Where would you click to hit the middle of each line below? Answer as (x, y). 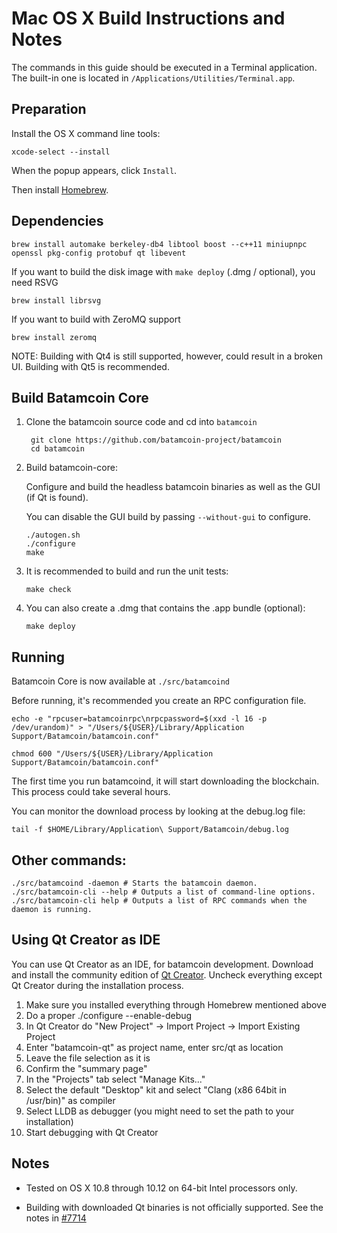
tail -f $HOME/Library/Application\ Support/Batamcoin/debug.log (150, 830)
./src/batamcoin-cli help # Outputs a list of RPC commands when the (159, 901)
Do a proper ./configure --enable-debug (109, 1015)
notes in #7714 (56, 1218)
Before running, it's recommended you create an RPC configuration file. (159, 701)
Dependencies (57, 221)
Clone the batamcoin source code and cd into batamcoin (141, 422)
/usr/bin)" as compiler (70, 1100)
